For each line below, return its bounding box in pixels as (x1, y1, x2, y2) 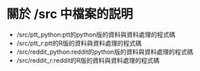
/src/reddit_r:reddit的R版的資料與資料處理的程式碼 (16, 56, 160, 64)
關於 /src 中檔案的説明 (6, 6, 133, 22)
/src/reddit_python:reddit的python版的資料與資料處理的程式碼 (16, 48, 194, 56)
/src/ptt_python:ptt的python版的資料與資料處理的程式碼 (16, 30, 176, 39)
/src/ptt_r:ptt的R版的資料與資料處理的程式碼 (16, 39, 142, 47)
